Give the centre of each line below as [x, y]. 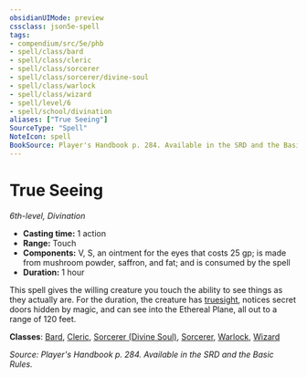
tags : [20, 35]
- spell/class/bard [47, 52]
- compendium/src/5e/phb [57, 43]
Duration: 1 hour [53, 272]
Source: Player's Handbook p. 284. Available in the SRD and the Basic [142, 354]
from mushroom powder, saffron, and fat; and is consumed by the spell [156, 262]
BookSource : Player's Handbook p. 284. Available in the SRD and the [145, 145]
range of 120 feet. [43, 319]
